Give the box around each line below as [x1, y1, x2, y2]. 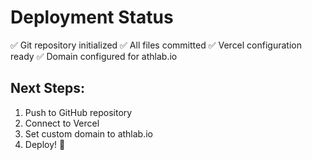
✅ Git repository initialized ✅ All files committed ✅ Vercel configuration [10, 39, 302, 51]
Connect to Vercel [24, 117, 100, 129]
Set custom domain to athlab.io [24, 127, 153, 140]
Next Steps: [10, 80, 85, 97]
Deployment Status [10, 6, 174, 29]
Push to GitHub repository [24, 106, 133, 118]
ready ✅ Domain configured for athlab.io [10, 50, 178, 62]
